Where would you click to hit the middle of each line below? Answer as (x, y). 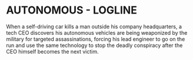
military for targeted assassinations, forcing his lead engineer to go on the (96, 39)
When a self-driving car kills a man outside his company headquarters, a (94, 26)
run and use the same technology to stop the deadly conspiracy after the (94, 45)
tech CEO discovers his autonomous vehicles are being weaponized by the (97, 32)
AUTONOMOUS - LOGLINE (71, 10)
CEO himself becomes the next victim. (52, 51)
